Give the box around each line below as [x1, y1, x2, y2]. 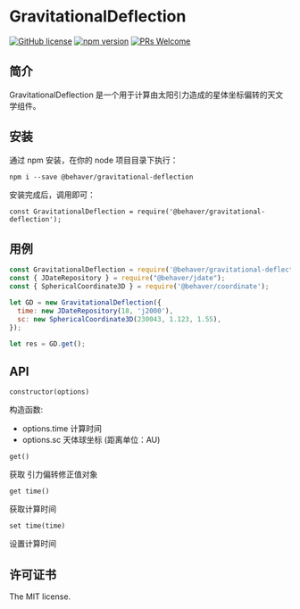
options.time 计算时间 [21, 423, 103, 434]
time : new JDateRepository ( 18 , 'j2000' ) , [17, 306, 174, 315]
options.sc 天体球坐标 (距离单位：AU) [21, 435, 161, 446]
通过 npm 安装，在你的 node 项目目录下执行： [9, 154, 179, 165]
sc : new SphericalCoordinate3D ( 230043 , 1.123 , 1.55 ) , [17, 314, 221, 323]
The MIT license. [9, 591, 71, 602]
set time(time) [9, 521, 66, 530]
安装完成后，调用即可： [9, 189, 96, 200]
